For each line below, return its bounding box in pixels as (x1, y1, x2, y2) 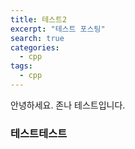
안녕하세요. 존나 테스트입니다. (10, 99, 126, 111)
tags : (10, 61, 33, 71)
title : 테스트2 (10, 14, 68, 25)
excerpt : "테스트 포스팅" (10, 24, 106, 34)
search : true (10, 33, 65, 43)
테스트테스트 (10, 126, 68, 140)
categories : (10, 42, 60, 53)
